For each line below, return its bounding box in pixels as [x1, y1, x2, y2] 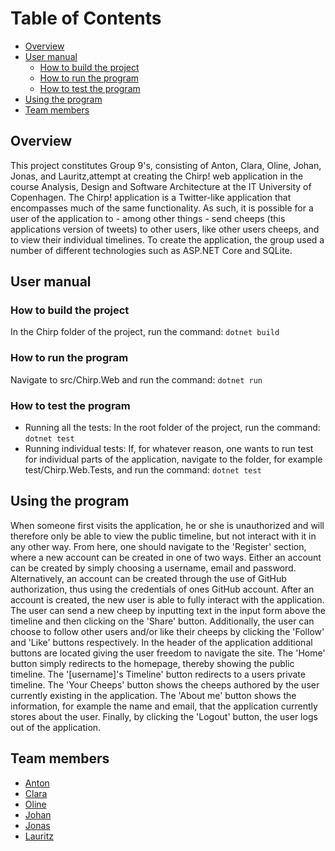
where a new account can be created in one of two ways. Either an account [10, 551, 322, 563]
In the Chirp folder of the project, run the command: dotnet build [10, 326, 280, 338]
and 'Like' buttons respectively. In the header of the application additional [10, 636, 313, 648]
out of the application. [10, 721, 102, 733]
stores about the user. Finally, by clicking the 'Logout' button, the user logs [10, 710, 318, 722]
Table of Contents [10, 7, 162, 30]
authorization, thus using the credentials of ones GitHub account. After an [10, 583, 315, 595]
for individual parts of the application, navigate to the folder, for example [24, 453, 323, 466]
